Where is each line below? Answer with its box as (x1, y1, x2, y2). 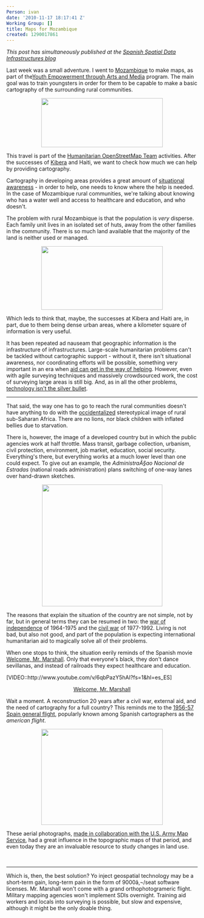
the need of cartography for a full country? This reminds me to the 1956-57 (6, 704, 194, 711)
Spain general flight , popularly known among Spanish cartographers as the (6, 710, 194, 718)
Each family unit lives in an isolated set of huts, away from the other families (6, 221, 196, 228)
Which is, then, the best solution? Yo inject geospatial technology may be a (6, 872, 194, 880)
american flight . (6, 717, 47, 724)
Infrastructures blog (6, 55, 56, 62)
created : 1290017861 (6, 32, 59, 38)
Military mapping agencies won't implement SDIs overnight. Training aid (6, 892, 186, 899)
